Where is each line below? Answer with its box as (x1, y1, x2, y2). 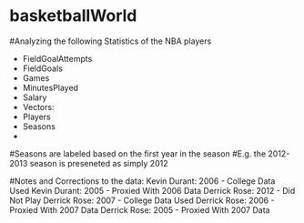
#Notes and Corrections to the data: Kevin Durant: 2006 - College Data (9, 175, 276, 187)
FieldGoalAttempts (22, 53, 93, 64)
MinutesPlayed (22, 82, 79, 93)
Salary (22, 92, 47, 103)
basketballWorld (9, 5, 137, 26)
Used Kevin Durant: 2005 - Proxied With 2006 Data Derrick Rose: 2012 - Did (9, 185, 296, 196)
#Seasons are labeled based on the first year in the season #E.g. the (9, 147, 267, 159)
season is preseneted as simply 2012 (29, 157, 168, 168)
